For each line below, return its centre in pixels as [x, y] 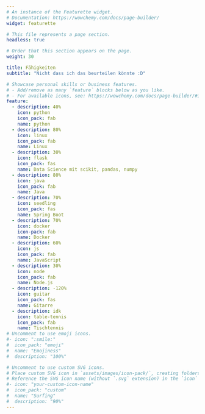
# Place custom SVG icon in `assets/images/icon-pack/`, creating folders [103, 373]
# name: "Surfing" [31, 396]
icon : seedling [37, 204]
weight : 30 [20, 57]
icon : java [31, 180]
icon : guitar [34, 294]
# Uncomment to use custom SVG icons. [56, 367]
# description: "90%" [35, 401]
